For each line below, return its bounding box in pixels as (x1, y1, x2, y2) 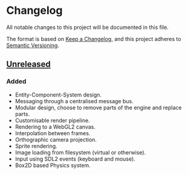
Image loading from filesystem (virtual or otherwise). (15, 148, 146, 156)
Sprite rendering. (15, 142, 57, 150)
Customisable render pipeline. (15, 116, 90, 124)
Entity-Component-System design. (15, 91, 102, 98)
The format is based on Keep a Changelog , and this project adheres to (6, 35, 181, 42)
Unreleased (6, 59, 51, 69)
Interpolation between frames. (15, 129, 91, 136)
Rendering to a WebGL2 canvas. (15, 123, 96, 130)
